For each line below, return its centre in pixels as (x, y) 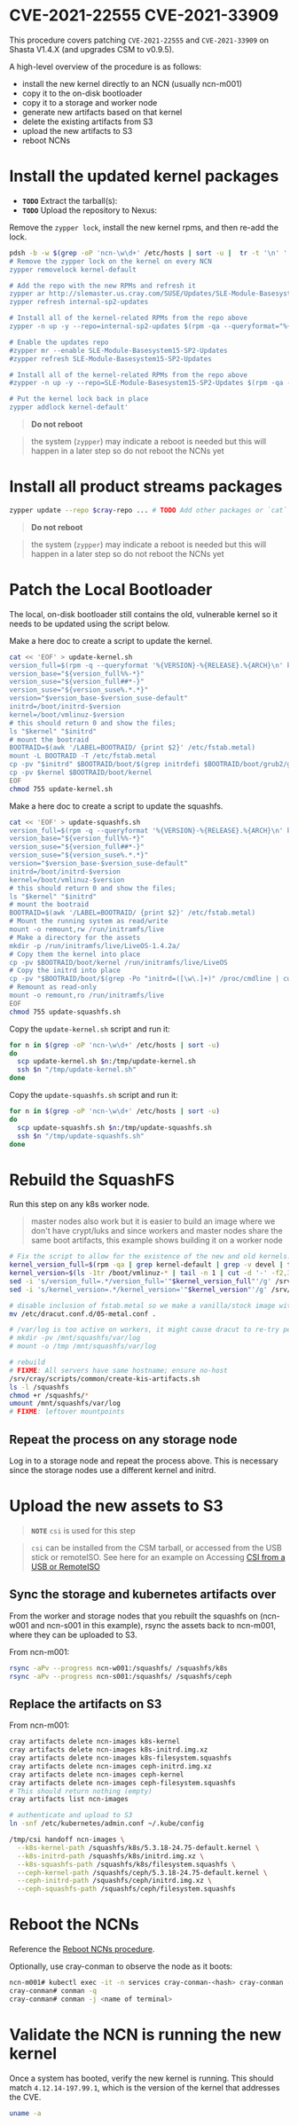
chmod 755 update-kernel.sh (61, 789)
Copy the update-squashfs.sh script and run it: (94, 1095)
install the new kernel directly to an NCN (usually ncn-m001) (132, 83)
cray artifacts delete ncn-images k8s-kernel (94, 1742)
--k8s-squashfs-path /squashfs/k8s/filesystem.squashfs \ (127, 1864)
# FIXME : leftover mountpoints (67, 1412)
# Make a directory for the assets (75, 937)
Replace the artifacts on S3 (86, 1704)
